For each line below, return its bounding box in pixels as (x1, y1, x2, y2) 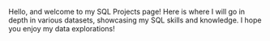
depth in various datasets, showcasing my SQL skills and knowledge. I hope (8, 15, 262, 25)
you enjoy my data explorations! (8, 24, 115, 33)
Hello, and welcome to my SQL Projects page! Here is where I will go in (8, 7, 246, 16)
